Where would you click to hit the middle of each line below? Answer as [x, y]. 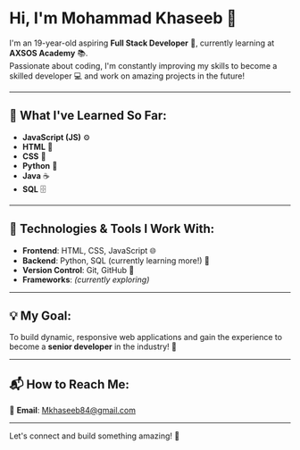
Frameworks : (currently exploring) [86, 279]
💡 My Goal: [40, 316]
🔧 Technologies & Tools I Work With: [112, 229]
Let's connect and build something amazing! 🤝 [95, 436]
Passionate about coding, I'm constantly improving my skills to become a [143, 65]
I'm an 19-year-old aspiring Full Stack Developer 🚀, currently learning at [142, 43]
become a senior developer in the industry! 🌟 [93, 346]
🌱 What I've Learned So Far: [88, 116]
